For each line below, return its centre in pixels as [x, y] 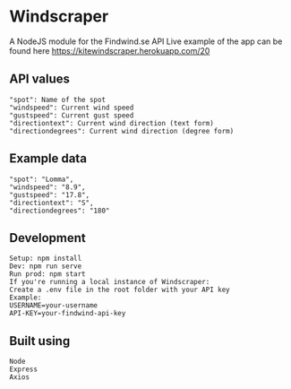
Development [48, 238]
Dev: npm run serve [46, 266]
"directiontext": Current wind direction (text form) [112, 123]
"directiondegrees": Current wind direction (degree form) [122, 131]
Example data [48, 159]
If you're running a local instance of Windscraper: [110, 282]
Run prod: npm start [48, 274]
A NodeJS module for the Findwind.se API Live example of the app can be [146, 41]
